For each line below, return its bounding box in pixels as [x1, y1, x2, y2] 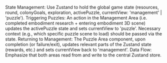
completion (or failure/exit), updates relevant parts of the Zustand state [5, 41, 151, 47]
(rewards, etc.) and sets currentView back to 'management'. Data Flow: [5, 47, 152, 52]
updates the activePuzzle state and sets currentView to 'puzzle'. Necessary [5, 25, 161, 31]
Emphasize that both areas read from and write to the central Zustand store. [5, 52, 161, 58]
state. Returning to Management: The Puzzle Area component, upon [5, 36, 146, 42]
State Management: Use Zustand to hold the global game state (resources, [5, 4, 159, 10]
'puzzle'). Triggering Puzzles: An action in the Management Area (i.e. [5, 15, 147, 20]
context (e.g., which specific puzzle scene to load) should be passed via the [5, 31, 162, 36]
